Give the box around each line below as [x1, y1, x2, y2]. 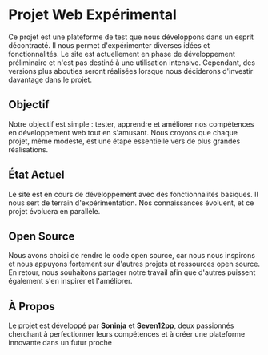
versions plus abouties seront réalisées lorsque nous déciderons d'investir [8, 66, 254, 75]
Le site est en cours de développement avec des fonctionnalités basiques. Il [8, 189, 258, 199]
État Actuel [8, 168, 65, 182]
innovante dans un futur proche [8, 338, 113, 348]
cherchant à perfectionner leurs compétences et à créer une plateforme [8, 329, 246, 339]
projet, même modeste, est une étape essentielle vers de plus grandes [8, 136, 241, 146]
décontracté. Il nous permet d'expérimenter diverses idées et [8, 40, 210, 50]
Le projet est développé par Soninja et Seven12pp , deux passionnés [8, 321, 234, 330]
